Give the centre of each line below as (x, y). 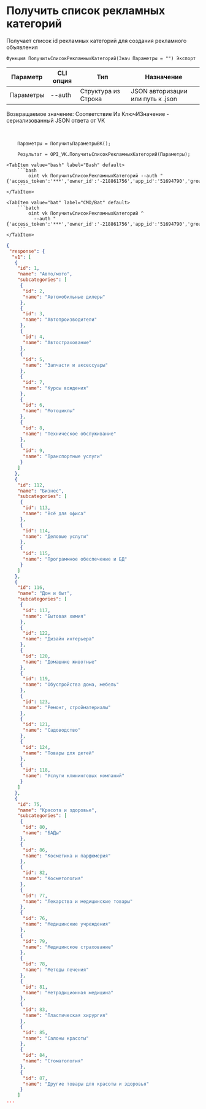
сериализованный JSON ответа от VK (56, 120)
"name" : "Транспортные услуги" (63, 457)
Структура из (100, 91)
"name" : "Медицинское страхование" (68, 947)
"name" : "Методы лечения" (55, 970)
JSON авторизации (159, 91)
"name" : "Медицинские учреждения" (67, 924)
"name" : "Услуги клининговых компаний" (73, 776)
